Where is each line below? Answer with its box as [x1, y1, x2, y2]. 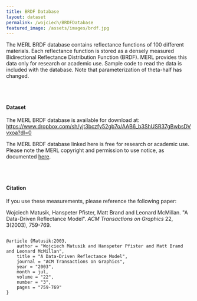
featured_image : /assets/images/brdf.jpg [6, 25, 110, 31]
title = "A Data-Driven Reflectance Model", [17, 253, 128, 259]
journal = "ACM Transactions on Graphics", [17, 259, 126, 264]
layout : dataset [6, 14, 46, 20]
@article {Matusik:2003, [6, 238, 67, 244]
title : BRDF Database [6, 8, 60, 15]
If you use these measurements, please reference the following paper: [6, 197, 177, 204]
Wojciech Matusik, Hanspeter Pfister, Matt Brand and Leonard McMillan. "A [6, 209, 188, 216]
